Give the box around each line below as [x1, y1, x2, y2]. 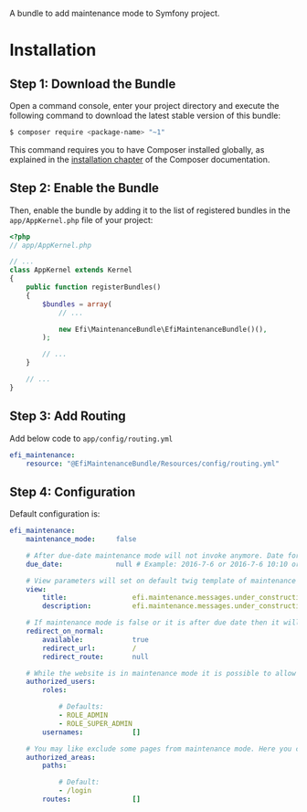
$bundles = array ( [42, 299, 112, 309]
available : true [42, 635, 149, 644]
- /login [58, 786, 92, 796]
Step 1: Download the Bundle [9, 76, 176, 91]
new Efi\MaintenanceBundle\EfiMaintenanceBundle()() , [58, 325, 268, 334]
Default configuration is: [9, 508, 101, 519]
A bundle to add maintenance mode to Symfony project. [9, 8, 220, 18]
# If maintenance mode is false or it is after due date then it [26, 618, 281, 627]
